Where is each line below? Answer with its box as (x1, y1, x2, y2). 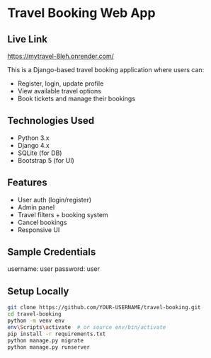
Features (7, 177, 47, 189)
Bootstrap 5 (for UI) (17, 156, 74, 164)
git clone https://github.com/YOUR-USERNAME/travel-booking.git (7, 304, 201, 311)
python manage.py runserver (7, 343, 91, 351)
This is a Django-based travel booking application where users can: (7, 66, 205, 74)
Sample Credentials (7, 246, 96, 258)
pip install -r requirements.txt (7, 330, 106, 337)
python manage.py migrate (7, 337, 84, 344)
